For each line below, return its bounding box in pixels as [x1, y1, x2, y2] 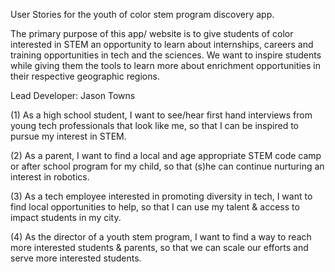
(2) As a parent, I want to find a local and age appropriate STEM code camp [10, 150, 322, 161]
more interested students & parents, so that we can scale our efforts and [10, 242, 309, 253]
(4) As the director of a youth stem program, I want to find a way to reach [10, 231, 312, 243]
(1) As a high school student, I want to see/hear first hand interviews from [10, 109, 313, 121]
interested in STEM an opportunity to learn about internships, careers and [10, 39, 314, 50]
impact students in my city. [10, 212, 122, 223]
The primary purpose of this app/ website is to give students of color [10, 28, 294, 39]
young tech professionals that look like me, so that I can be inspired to [10, 120, 300, 131]
